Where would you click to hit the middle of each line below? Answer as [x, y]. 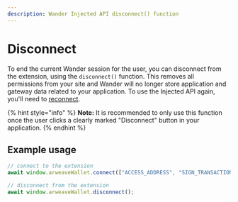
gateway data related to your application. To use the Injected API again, [111, 91]
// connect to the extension [50, 166]
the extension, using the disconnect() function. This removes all [101, 76]
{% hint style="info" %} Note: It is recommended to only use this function [115, 112]
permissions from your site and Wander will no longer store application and [117, 84]
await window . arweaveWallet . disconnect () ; [71, 192]
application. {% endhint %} [47, 128]
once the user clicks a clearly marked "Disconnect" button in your [103, 120]
